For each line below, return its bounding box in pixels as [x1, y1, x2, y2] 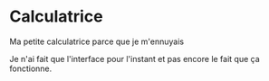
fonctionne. [9, 63, 53, 74]
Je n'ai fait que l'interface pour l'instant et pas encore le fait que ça [9, 53, 260, 64]
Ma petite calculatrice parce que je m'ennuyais [9, 36, 184, 47]
